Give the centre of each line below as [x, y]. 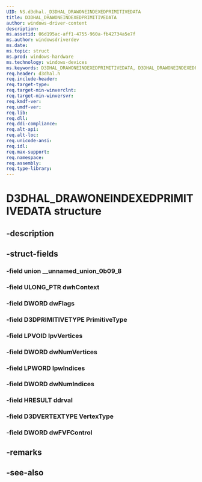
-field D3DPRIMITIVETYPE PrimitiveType [67, 319]
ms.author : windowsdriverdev [43, 40]
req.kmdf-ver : [24, 101]
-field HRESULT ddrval [40, 400]
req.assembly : [24, 163]
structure [78, 211]
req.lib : [17, 113]
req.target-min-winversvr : [40, 96]
